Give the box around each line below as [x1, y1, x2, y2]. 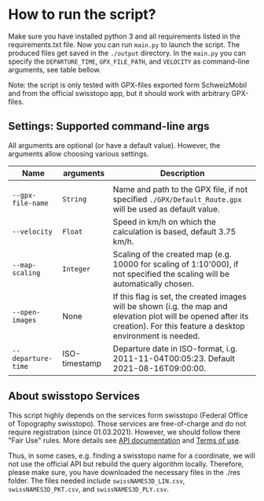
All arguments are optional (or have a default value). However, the [8, 140, 221, 150]
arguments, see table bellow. [8, 64, 101, 74]
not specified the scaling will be [112, 268, 230, 279]
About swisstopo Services [8, 389, 140, 403]
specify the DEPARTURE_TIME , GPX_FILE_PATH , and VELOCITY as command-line [8, 57, 250, 66]
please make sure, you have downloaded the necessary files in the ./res [8, 467, 241, 477]
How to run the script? [8, 6, 156, 24]
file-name [12, 198, 49, 208]
